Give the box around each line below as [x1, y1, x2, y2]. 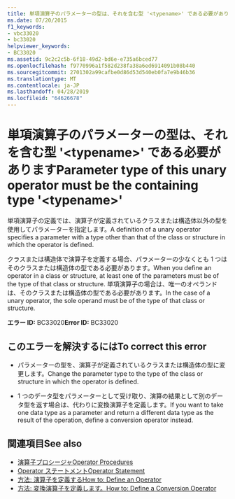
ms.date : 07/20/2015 [7, 17, 68, 24]
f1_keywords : [7, 23, 45, 30]
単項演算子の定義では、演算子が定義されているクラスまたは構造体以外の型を [7, 216, 228, 225]
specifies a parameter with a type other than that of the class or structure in [7, 232, 226, 241]
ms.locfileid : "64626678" [7, 95, 83, 102]
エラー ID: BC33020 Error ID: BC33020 [7, 318, 119, 326]
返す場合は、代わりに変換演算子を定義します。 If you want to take [36, 400, 224, 409]
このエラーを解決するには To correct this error [7, 341, 207, 353]
